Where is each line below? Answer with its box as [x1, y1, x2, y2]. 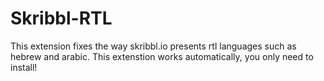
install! [10, 61, 38, 73]
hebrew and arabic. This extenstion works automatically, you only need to [10, 50, 314, 62]
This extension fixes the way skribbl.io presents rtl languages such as [10, 40, 297, 52]
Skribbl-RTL [10, 7, 113, 30]
